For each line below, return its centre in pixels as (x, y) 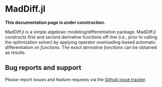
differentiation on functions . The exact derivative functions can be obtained (81, 47)
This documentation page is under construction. (55, 22)
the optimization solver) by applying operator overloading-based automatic (81, 42)
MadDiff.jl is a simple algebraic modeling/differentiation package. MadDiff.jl (81, 32)
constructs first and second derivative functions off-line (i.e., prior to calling (81, 37)
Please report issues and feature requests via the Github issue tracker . (76, 79)
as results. (15, 52)
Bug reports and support (43, 68)
